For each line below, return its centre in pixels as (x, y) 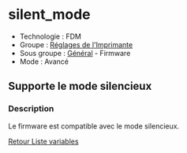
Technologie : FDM (50, 36)
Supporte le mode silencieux (80, 86)
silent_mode (49, 15)
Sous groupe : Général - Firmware (75, 53)
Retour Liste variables (43, 141)
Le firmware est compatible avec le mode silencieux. (94, 126)
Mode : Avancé (44, 62)
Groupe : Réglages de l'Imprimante (76, 44)
